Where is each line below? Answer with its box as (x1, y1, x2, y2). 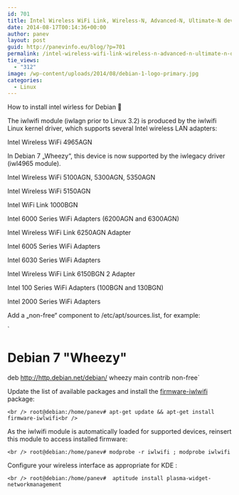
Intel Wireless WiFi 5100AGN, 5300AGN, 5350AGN (7, 173, 156, 182)
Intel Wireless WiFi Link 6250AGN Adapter (7, 229, 132, 237)
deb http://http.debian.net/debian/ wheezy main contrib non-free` (7, 373, 201, 382)
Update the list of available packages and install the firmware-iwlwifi (7, 387, 208, 396)
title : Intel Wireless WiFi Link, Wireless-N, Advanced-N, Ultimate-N (7, 17, 221, 24)
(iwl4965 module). (7, 160, 62, 168)
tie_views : (7, 57, 40, 64)
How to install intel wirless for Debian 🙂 (7, 103, 122, 111)
